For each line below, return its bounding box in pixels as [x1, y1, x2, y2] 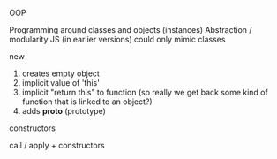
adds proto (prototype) [21, 106, 106, 116]
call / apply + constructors [9, 140, 105, 150]
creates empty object [21, 68, 100, 79]
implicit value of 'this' [21, 78, 100, 87]
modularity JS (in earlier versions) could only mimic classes [9, 34, 226, 44]
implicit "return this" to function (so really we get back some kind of [21, 87, 269, 97]
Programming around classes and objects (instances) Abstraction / [9, 25, 253, 34]
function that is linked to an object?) [21, 96, 153, 107]
